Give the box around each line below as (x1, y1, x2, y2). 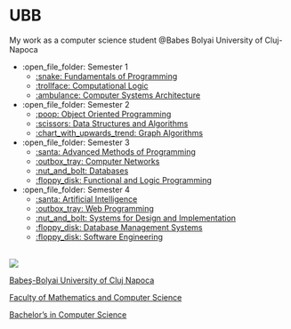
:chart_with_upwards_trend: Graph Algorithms (35, 127, 203, 138)
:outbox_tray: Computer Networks (35, 156, 160, 166)
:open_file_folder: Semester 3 (21, 137, 131, 148)
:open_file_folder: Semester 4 (21, 184, 131, 195)
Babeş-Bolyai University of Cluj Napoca (9, 275, 155, 285)
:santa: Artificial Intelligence (35, 193, 138, 205)
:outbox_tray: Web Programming (35, 203, 154, 213)
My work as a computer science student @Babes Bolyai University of (9, 35, 263, 45)
